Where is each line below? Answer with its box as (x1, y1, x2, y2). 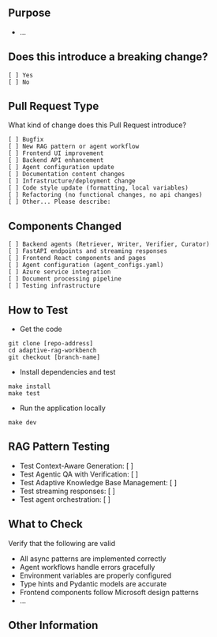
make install (8, 383, 51, 390)
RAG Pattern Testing (8, 440, 110, 454)
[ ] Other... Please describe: (8, 198, 111, 206)
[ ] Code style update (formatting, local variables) (8, 184, 189, 192)
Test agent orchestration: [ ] (19, 494, 110, 504)
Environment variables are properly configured (19, 571, 172, 580)
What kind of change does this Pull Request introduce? (8, 120, 187, 130)
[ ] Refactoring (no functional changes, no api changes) (8, 191, 203, 199)
